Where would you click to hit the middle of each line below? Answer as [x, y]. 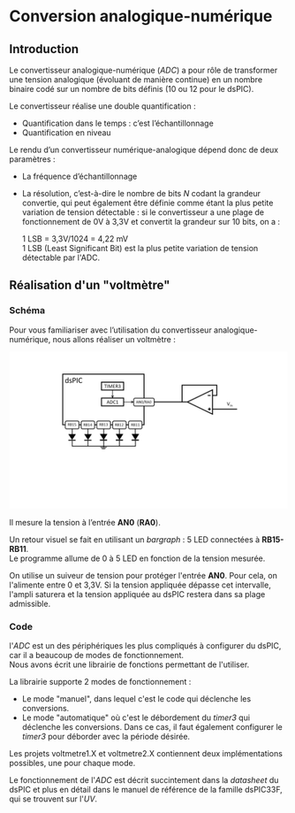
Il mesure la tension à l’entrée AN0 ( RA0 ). [85, 523]
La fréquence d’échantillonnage [79, 176]
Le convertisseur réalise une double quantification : [102, 106]
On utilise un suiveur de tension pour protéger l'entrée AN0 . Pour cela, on [144, 576]
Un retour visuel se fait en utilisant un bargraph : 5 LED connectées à [135, 540]
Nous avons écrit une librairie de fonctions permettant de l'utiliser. [129, 664]
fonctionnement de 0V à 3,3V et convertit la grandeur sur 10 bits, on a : [151, 222]
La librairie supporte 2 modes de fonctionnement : [100, 682]
